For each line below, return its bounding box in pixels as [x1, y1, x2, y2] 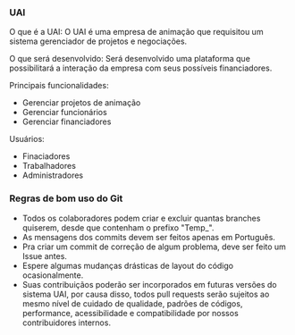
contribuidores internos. [21, 317, 112, 328]
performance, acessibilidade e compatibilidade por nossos [21, 307, 239, 318]
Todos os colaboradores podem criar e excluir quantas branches [21, 213, 261, 223]
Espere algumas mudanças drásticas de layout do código [21, 260, 234, 271]
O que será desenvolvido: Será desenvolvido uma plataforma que [9, 54, 250, 64]
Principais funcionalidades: [9, 80, 109, 91]
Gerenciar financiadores [21, 116, 112, 127]
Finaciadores [21, 151, 71, 162]
